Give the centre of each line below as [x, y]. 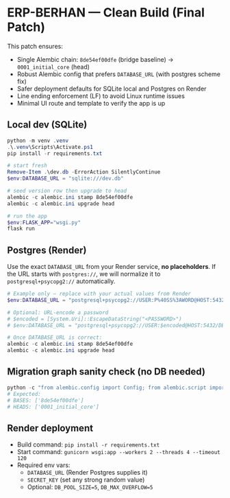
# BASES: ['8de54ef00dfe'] [46, 400]
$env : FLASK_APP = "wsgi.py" [44, 222]
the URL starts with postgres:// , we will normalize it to [84, 274]
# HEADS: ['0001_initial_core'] [53, 407]
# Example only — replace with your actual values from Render [99, 294]
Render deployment [50, 428]
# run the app [27, 216]
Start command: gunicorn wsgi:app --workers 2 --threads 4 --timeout [119, 452]
